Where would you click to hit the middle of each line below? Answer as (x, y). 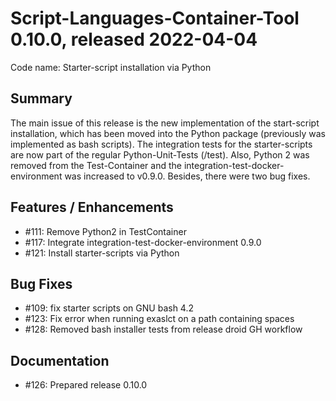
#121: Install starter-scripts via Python (102, 253)
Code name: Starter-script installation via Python (111, 67)
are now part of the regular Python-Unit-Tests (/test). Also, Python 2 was (160, 154)
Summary (41, 98)
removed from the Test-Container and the (96, 165)
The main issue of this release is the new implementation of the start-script (165, 123)
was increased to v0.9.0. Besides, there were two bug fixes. (187, 176)
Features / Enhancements (92, 207)
